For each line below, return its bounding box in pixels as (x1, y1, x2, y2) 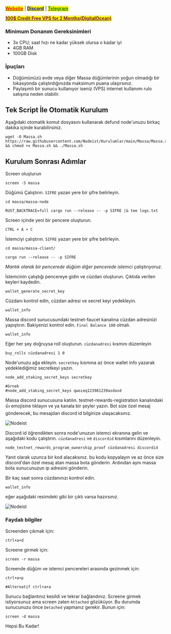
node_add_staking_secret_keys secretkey (5, 375, 93, 380)
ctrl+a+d (5, 538, 24, 543)
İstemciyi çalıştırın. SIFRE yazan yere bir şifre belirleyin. (5, 236, 120, 242)
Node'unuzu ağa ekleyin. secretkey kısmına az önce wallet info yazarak (5, 360, 155, 366)
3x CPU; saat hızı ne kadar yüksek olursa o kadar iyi (12, 39, 122, 46)
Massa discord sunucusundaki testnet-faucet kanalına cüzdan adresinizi (5, 316, 157, 323)
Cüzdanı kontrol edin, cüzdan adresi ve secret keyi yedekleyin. (5, 298, 136, 304)
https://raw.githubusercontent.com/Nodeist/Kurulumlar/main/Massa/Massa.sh (5, 139, 169, 144)
